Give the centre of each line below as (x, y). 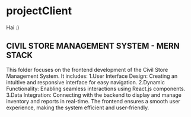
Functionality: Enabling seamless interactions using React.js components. (96, 88)
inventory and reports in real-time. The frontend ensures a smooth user (93, 101)
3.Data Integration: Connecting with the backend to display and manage (94, 95)
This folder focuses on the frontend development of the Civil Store (87, 69)
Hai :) (13, 27)
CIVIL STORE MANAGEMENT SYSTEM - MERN (93, 46)
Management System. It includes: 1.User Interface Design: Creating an (92, 76)
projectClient (39, 11)
